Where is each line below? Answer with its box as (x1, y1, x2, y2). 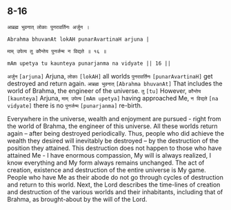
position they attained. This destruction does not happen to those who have (7, 144, 222, 152)
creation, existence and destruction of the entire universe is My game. (7, 165, 207, 174)
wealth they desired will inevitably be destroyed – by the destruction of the (7, 136, 219, 145)
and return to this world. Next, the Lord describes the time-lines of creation (7, 180, 221, 189)
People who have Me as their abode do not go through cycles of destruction (7, 173, 224, 181)
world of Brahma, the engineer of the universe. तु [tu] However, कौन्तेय (7, 86, 201, 95)
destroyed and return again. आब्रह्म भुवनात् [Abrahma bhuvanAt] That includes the (7, 79, 223, 87)
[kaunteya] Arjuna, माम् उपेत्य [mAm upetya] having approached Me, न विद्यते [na (7, 94, 219, 102)
